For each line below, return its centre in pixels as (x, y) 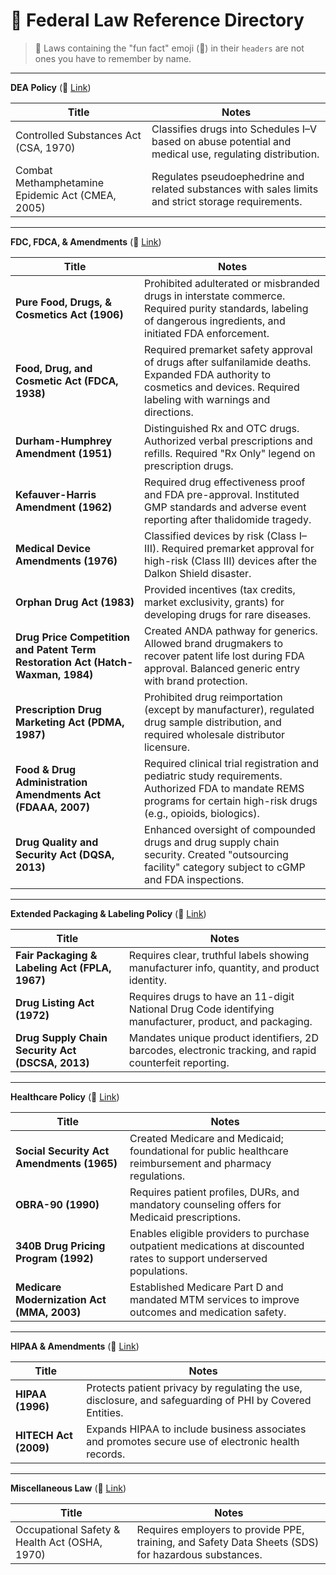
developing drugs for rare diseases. (228, 614)
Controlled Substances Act (78, 135)
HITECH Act (44, 1435)
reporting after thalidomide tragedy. (228, 519)
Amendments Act (58, 794)
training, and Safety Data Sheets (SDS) (228, 1542)
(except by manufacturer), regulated (229, 709)
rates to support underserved (198, 1258)
